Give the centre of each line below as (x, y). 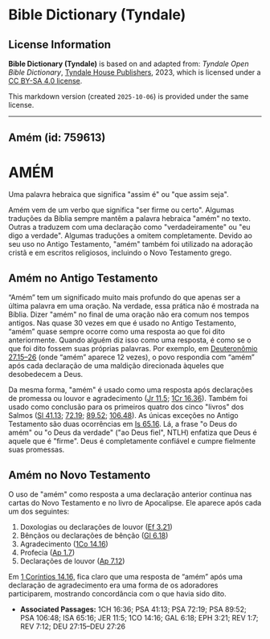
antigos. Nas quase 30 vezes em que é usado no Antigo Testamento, (123, 323)
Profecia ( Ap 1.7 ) (47, 552)
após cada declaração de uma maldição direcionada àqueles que (117, 366)
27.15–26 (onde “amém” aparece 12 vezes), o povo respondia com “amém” (131, 357)
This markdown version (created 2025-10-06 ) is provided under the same (129, 96)
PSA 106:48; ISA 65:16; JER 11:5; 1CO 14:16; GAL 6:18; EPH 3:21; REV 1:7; (139, 617)
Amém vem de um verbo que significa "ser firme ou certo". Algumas (121, 210)
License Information (59, 45)
